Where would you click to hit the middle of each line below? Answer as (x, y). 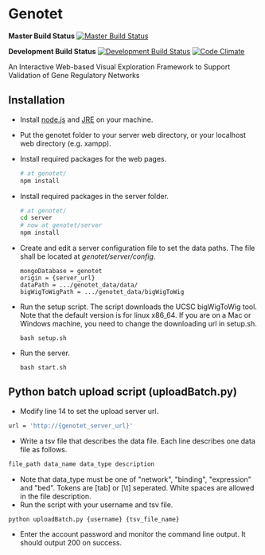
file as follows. (43, 449)
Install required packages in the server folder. (94, 196)
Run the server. (45, 353)
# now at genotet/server (61, 225)
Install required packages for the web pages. (93, 158)
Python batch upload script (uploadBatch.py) (123, 392)
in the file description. (55, 496)
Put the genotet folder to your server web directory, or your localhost (133, 135)
